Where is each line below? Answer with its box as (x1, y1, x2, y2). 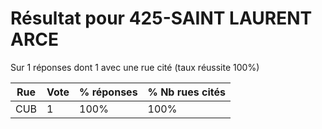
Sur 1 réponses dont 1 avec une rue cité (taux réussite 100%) (10, 61, 260, 73)
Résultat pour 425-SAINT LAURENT (10, 7, 313, 30)
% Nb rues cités (147, 85, 226, 99)
